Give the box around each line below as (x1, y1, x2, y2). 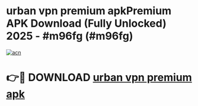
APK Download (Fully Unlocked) (6, 17, 167, 30)
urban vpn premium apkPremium (6, 4, 172, 18)
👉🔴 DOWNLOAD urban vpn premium (6, 71, 193, 84)
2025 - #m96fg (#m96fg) (6, 30, 133, 43)
